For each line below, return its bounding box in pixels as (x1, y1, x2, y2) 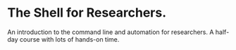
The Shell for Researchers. (7, 5, 167, 21)
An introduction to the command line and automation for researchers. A (7, 28, 214, 36)
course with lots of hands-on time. (20, 35, 120, 43)
